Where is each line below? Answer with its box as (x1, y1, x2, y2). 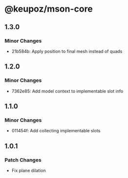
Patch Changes (4, 157, 42, 163)
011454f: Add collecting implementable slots (11, 128, 101, 134)
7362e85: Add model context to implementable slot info (11, 88, 124, 94)
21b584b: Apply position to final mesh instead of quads (11, 48, 123, 54)
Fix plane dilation (11, 167, 46, 173)
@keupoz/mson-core (4, 3, 93, 15)
